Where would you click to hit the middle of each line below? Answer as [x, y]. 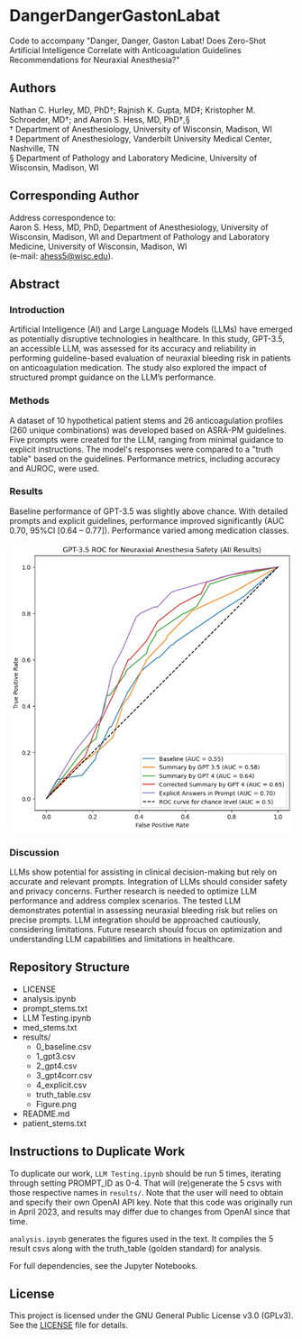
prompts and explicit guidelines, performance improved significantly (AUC [147, 520]
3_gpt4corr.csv [64, 1075]
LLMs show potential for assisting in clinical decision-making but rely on [143, 872]
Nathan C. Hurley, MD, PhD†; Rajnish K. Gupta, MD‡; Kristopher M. [133, 110]
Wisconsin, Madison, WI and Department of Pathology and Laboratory [140, 236]
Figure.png [56, 1104]
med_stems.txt [50, 1027]
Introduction [37, 309]
